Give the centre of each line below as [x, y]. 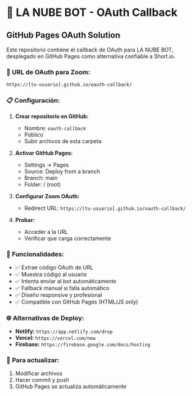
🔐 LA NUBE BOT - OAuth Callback [92, 13]
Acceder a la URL [46, 231]
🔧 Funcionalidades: [35, 254]
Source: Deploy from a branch [62, 171]
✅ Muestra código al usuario [51, 274]
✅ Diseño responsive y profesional [59, 295]
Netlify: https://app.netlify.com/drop [64, 331]
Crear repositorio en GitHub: [52, 116]
